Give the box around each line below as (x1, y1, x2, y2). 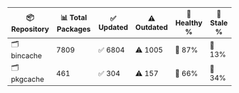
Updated (98, 23, 129, 32)
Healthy (175, 18, 203, 28)
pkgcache (11, 75, 45, 84)
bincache (11, 51, 43, 60)
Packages (56, 24, 91, 34)
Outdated (134, 23, 169, 32)
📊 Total (60, 12, 87, 22)
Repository (11, 24, 50, 34)
